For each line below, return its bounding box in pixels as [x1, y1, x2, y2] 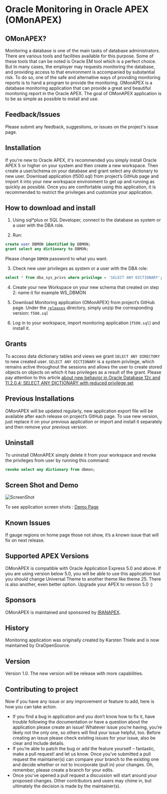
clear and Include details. [12, 740, 65, 746]
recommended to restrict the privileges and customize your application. [5, 189, 153, 195]
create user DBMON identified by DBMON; [5, 242, 91, 247]
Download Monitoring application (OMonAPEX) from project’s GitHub [12, 300, 155, 306]
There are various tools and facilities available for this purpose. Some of [5, 53, 154, 59]
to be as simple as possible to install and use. [5, 96, 99, 102]
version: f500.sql [12, 310, 49, 316]
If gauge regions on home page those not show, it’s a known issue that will [5, 532, 159, 538]
